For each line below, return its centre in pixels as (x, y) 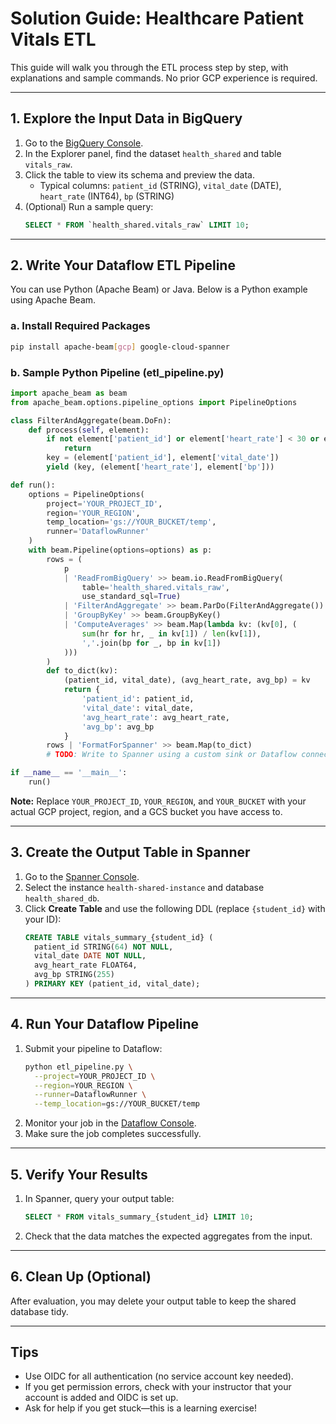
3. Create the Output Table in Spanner (130, 852)
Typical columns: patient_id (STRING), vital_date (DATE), (160, 185)
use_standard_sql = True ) (131, 597)
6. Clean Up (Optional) (81, 1277)
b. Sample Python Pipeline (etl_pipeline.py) (117, 372)
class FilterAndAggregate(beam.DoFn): (91, 420)
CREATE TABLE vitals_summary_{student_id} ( (119, 937)
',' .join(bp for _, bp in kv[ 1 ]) (151, 643)
